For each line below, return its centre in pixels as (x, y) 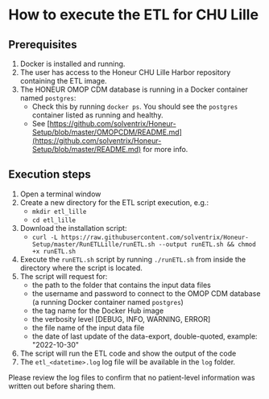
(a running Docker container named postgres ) (108, 302)
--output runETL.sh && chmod (207, 244)
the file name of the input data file (88, 327)
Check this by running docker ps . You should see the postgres (135, 107)
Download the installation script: (73, 228)
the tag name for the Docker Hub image (98, 311)
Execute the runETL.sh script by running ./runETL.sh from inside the (133, 259)
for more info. (166, 149)
